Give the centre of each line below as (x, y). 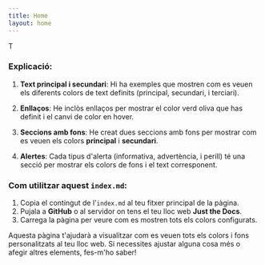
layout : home (30, 23)
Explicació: (30, 66)
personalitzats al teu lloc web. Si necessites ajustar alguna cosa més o (124, 244)
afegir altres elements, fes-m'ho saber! (72, 252)
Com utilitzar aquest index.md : (68, 185)
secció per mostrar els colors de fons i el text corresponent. (118, 164)
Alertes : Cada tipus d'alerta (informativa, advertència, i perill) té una (132, 156)
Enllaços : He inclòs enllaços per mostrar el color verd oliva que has (131, 108)
